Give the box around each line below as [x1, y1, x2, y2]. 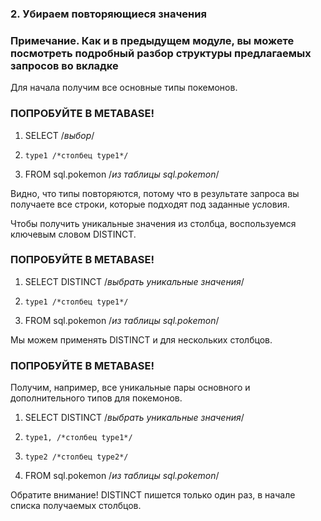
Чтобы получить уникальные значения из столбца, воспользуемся [10, 217, 297, 229]
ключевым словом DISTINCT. [10, 228, 137, 240]
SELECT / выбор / [24, 129, 95, 141]
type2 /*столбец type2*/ [24, 452, 129, 462]
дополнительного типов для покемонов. [10, 392, 183, 404]
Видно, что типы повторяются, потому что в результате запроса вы [10, 187, 300, 199]
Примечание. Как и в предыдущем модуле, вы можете [10, 33, 295, 47]
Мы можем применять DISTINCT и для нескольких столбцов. [10, 333, 273, 346]
